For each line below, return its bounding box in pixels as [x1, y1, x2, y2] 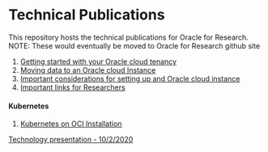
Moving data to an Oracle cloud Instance [19, 65, 156, 74]
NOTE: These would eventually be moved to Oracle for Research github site [8, 40, 261, 50]
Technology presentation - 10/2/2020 [8, 135, 134, 145]
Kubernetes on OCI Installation [19, 119, 123, 129]
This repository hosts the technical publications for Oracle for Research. [8, 32, 249, 42]
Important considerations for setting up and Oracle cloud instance [19, 74, 240, 83]
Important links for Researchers [19, 82, 125, 92]
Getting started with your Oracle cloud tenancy [19, 57, 177, 66]
